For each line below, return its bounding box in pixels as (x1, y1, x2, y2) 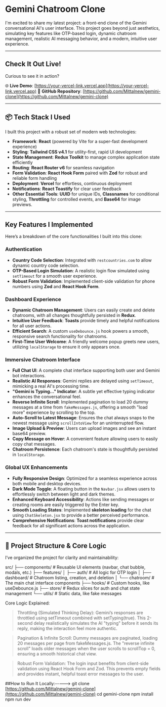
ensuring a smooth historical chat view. (17, 651, 97, 657)
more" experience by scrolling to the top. (12, 409, 96, 415)
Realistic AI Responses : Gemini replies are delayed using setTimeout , (12, 378, 154, 384)
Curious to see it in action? (5, 73, 59, 79)
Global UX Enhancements (5, 464, 68, 471)
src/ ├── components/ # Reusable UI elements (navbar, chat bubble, (5, 564, 146, 570)
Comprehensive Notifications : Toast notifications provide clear (12, 517, 144, 523)
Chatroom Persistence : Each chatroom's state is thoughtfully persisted (12, 447, 158, 453)
